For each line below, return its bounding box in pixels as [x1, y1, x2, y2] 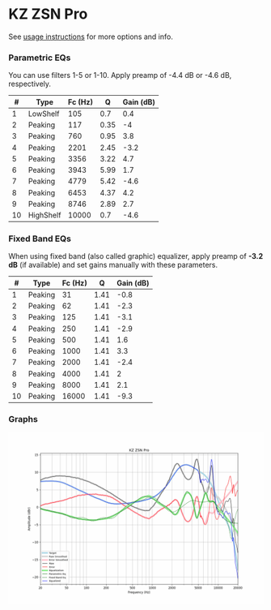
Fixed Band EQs [8, 233, 71, 244]
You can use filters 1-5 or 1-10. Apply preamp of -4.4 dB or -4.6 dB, [8, 71, 232, 80]
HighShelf [28, 210, 61, 220]
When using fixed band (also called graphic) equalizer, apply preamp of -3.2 [8, 251, 264, 261]
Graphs [8, 414, 38, 425]
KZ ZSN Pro [8, 5, 88, 24]
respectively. [8, 79, 51, 89]
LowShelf [28, 109, 60, 118]
